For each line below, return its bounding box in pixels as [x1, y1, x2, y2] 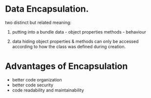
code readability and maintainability [12, 87, 84, 93]
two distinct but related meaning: [5, 20, 72, 25]
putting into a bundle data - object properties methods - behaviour [12, 29, 147, 35]
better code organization [12, 77, 62, 82]
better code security [12, 82, 54, 88]
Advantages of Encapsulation [5, 61, 128, 72]
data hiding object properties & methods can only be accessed [12, 38, 139, 44]
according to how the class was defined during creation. [12, 43, 126, 49]
